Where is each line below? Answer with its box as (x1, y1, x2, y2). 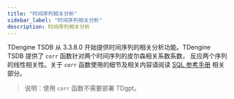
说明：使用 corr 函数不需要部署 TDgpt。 (24, 84, 141, 93)
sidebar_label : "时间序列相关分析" (7, 17, 103, 24)
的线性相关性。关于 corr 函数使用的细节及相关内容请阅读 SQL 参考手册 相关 (7, 61, 225, 69)
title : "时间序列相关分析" (7, 10, 78, 17)
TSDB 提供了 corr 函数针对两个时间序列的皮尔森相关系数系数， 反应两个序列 (7, 52, 228, 60)
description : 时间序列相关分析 (7, 23, 90, 30)
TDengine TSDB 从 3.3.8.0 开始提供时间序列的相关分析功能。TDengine (7, 43, 211, 52)
